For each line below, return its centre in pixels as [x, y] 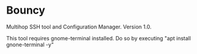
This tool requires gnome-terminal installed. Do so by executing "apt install [98, 38]
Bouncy [26, 10]
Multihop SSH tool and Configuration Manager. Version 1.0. [79, 27]
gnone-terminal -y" [30, 45]
